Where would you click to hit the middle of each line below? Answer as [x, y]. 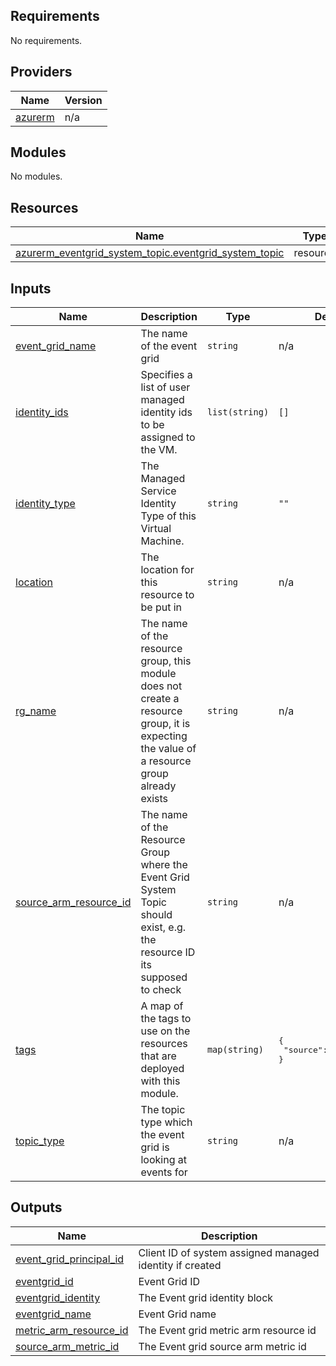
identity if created [180, 1265]
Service [158, 491]
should [156, 915]
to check [161, 990]
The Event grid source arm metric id [222, 1346]
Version [83, 100]
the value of [168, 749]
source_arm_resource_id [73, 902]
